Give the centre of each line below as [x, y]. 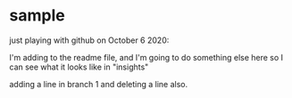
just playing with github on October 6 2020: [89, 40]
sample [37, 16]
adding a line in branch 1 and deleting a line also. [99, 84]
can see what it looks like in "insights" [79, 67]
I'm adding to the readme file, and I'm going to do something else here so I [146, 57]
